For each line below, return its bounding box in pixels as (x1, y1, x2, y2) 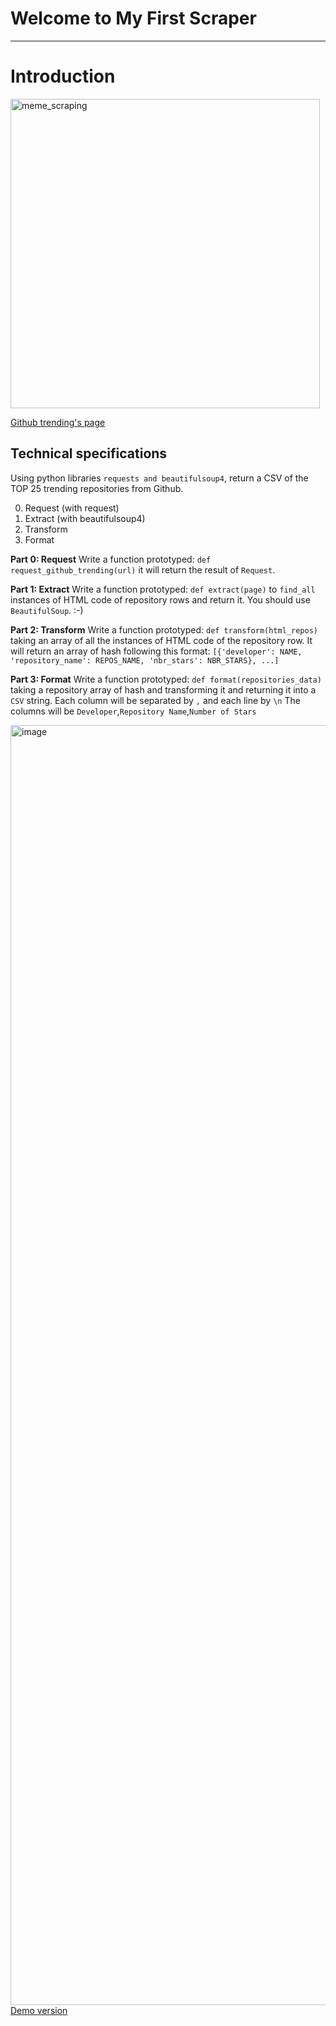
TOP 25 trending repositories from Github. (10, 482, 184, 494)
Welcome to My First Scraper (10, 7, 257, 30)
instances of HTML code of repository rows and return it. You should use (10, 593, 311, 606)
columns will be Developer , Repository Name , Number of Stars (10, 705, 257, 717)
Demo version (10, 2004, 68, 2016)
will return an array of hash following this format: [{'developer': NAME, (10, 645, 303, 657)
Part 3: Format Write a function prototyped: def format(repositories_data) (10, 673, 322, 685)
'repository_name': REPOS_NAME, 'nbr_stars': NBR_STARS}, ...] (10, 655, 280, 666)
